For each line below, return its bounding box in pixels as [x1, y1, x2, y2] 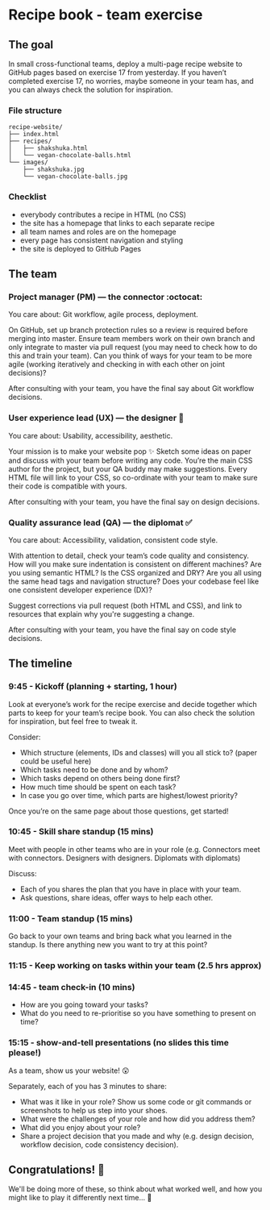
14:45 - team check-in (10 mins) [8, 982, 135, 992]
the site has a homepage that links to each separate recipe [19, 218, 215, 227]
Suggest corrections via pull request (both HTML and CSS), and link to [8, 601, 243, 610]
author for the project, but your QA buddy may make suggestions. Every [8, 464, 247, 473]
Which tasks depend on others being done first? [19, 773, 181, 783]
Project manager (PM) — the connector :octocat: [8, 291, 203, 302]
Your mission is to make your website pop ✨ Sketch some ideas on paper [8, 446, 251, 456]
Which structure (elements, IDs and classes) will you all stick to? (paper [19, 747, 258, 757]
